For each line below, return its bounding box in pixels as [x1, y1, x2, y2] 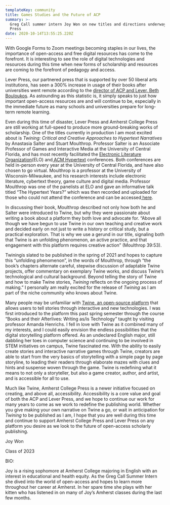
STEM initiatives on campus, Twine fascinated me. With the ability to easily [5, 343, 161, 349]
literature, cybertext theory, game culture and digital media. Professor [5, 179, 151, 184]
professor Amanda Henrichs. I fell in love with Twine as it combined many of [5, 321, 164, 327]
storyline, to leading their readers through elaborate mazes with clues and [5, 359, 159, 365]
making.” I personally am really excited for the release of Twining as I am [5, 284, 156, 290]
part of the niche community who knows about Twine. [5, 290, 118, 295]
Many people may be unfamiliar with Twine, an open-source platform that [5, 300, 158, 306]
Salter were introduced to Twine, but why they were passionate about [5, 210, 150, 216]
